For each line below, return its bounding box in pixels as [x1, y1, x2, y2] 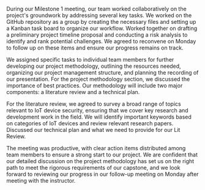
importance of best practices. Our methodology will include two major [6, 82, 183, 89]
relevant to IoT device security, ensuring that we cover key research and [6, 107, 188, 114]
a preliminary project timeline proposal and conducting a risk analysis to [6, 31, 188, 38]
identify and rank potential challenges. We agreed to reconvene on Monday [6, 38, 196, 45]
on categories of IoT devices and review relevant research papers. [6, 120, 174, 127]
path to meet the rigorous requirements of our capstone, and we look [6, 164, 181, 171]
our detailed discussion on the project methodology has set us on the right [6, 158, 195, 164]
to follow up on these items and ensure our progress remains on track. [6, 44, 184, 51]
